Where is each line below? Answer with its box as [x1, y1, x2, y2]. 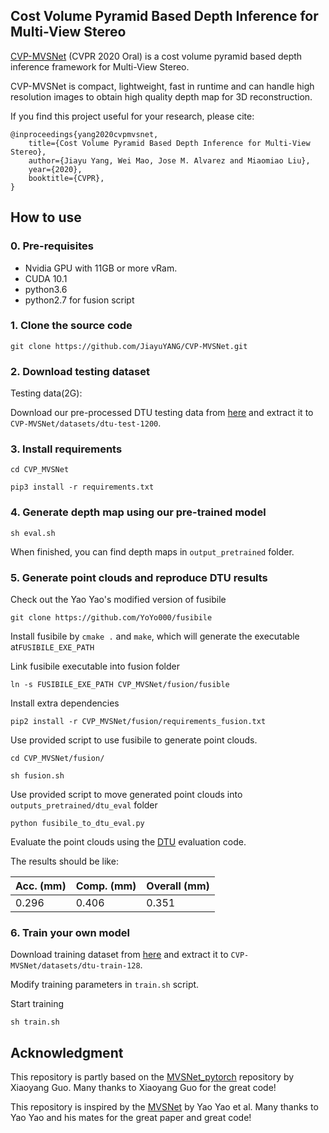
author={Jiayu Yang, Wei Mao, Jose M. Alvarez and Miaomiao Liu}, [28, 155, 311, 166]
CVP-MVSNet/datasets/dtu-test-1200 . [10, 417, 162, 429]
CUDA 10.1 [24, 272, 68, 284]
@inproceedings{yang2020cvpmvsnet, [10, 129, 159, 139]
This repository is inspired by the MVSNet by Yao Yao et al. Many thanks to [10, 1101, 319, 1113]
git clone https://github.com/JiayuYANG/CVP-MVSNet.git [10, 341, 248, 351]
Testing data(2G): [10, 387, 83, 399]
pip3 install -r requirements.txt [10, 482, 155, 493]
